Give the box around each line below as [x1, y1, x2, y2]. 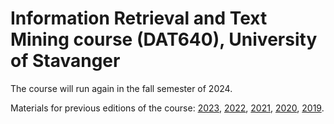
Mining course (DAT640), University [10, 28, 318, 51]
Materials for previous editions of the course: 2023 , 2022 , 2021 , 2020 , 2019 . [10, 102, 325, 114]
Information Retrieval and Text [10, 7, 268, 30]
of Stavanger [10, 50, 121, 72]
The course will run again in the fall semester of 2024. [10, 82, 233, 94]
